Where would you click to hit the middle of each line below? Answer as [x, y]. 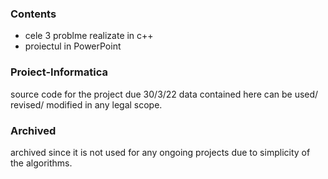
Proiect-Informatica [59, 72]
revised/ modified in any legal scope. [86, 104]
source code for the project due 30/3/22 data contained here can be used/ [164, 94]
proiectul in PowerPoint [73, 46]
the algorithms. [41, 163]
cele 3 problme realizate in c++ [89, 36]
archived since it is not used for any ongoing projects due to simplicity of [160, 152]
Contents [33, 14]
